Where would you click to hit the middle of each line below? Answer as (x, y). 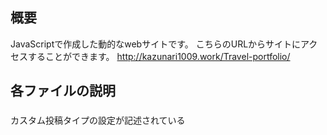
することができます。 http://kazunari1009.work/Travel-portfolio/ (159, 56)
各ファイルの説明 (63, 91)
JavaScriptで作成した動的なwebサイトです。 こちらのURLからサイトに (156, 44)
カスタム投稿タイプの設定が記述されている (98, 120)
